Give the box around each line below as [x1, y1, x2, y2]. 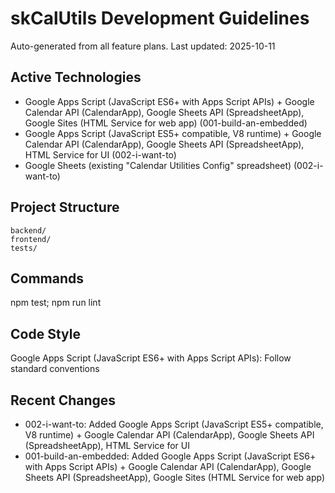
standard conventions [10, 363, 100, 375]
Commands [10, 270, 85, 287]
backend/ [10, 225, 47, 236]
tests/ [10, 243, 38, 253]
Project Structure [10, 199, 120, 216]
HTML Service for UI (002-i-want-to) [24, 148, 177, 161]
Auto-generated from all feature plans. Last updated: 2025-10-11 [10, 40, 276, 52]
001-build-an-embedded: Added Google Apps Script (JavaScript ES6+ [24, 450, 317, 462]
